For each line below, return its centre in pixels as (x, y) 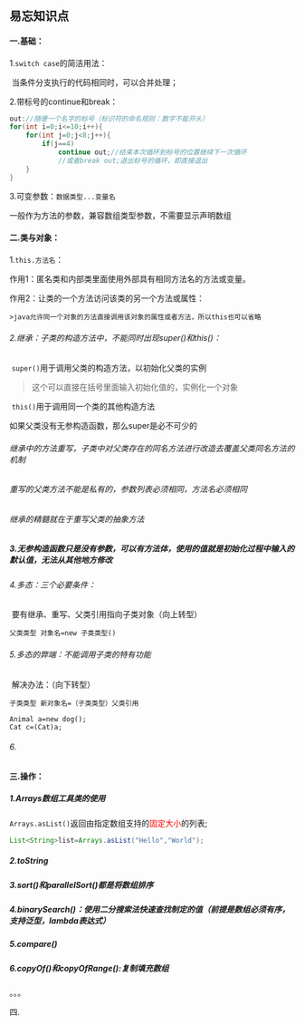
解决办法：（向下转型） (53, 684)
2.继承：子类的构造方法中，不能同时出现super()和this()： (115, 338)
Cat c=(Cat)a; (36, 727)
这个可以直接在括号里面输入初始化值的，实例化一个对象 (134, 387)
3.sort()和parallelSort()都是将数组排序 (81, 885)
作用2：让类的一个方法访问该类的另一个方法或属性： (107, 298)
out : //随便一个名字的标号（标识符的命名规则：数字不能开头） (110, 119)
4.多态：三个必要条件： (53, 585)
